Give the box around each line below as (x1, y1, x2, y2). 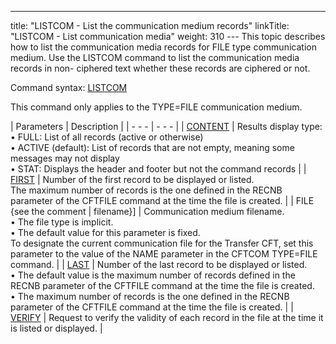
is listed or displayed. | (10, 322, 103, 334)
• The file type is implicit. (10, 216, 114, 228)
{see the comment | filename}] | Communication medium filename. (10, 206, 285, 217)
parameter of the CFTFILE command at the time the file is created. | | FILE (10, 195, 315, 206)
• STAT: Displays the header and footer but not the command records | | (10, 163, 307, 175)
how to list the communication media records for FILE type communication (10, 41, 317, 53)
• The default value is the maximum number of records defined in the (10, 269, 296, 281)
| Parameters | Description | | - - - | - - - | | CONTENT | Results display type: (10, 121, 323, 132)
